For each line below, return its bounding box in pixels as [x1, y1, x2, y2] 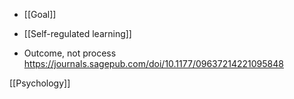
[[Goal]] [23, 9, 57, 20]
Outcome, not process [23, 47, 117, 59]
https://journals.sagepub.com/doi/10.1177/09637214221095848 [23, 58, 284, 69]
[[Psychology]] [9, 77, 71, 89]
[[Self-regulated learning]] [23, 28, 132, 39]
